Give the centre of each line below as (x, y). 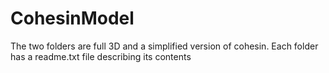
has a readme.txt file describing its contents (101, 56)
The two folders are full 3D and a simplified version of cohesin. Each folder (164, 46)
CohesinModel (72, 18)
